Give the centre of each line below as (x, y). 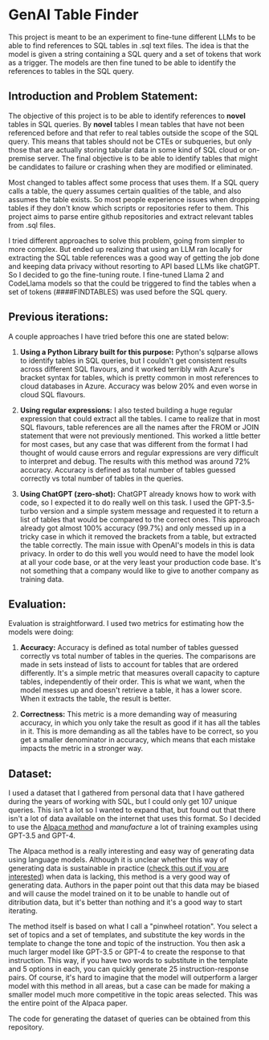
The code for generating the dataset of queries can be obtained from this (129, 1019)
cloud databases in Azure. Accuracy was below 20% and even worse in (139, 386)
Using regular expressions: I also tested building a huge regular (126, 410)
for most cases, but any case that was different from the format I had (134, 444)
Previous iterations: (58, 317)
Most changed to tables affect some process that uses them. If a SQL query (134, 182)
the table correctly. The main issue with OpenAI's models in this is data (137, 545)
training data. (42, 579)
